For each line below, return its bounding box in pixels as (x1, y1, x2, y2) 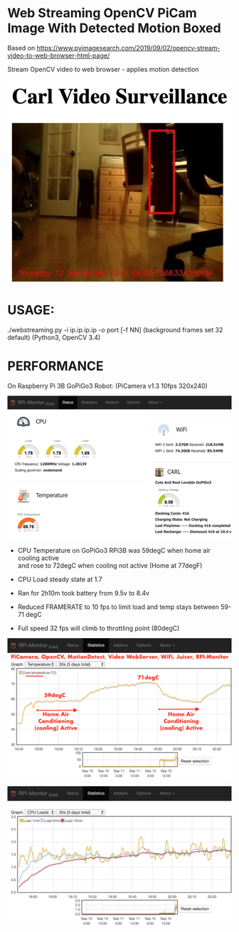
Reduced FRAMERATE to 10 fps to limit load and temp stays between (17, 603, 219, 611)
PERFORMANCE (7, 358, 104, 374)
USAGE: (7, 302, 55, 318)
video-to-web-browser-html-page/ (7, 51, 110, 60)
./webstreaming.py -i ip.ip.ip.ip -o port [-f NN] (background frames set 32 (7, 325, 223, 334)
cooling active (17, 554, 59, 563)
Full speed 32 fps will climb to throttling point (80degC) (17, 624, 180, 632)
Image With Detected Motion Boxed (7, 20, 222, 36)
